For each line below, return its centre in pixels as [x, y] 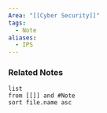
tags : [17, 23]
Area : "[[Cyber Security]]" [54, 15]
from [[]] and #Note [42, 96]
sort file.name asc [40, 103]
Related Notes [36, 73]
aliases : [22, 38]
